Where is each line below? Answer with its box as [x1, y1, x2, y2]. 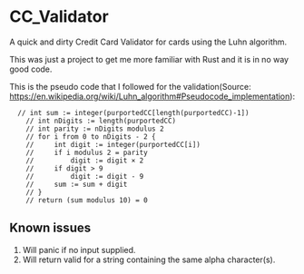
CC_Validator [9, 6, 109, 27]
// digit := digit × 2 [25, 156, 144, 165]
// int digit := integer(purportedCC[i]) [25, 140, 201, 149]
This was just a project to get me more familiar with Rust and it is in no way [9, 54, 289, 64]
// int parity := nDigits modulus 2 [25, 124, 165, 133]
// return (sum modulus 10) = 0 [25, 195, 148, 205]
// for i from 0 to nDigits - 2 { [25, 132, 156, 142]
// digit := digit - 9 [25, 171, 144, 181]
